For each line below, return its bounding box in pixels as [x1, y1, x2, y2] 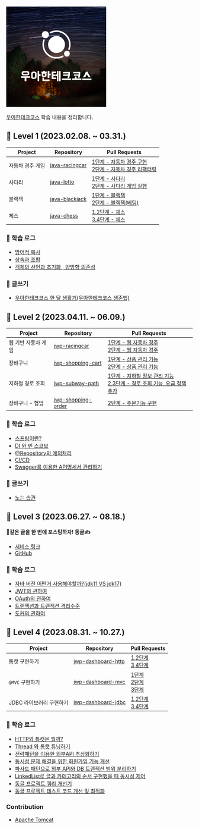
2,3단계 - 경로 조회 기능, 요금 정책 [107, 380, 187, 387]
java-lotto [50, 178, 75, 186]
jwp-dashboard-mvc [73, 679, 126, 686]
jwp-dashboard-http [73, 658, 126, 665]
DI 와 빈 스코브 [14, 442, 49, 449]
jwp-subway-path [53, 379, 99, 387]
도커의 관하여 [14, 610, 46, 617]
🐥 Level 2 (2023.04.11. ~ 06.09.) [6, 312, 126, 322]
